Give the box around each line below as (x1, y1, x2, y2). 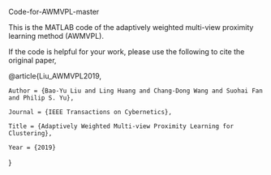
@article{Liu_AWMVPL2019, (8, 71, 102, 80)
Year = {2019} (8, 143, 57, 152)
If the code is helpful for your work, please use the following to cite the (8, 47, 245, 56)
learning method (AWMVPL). (8, 32, 104, 41)
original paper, (8, 56, 57, 65)
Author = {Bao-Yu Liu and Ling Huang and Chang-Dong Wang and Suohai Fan (8, 87, 264, 95)
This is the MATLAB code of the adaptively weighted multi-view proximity (8, 23, 254, 32)
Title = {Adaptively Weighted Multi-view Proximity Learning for (8, 122, 234, 130)
